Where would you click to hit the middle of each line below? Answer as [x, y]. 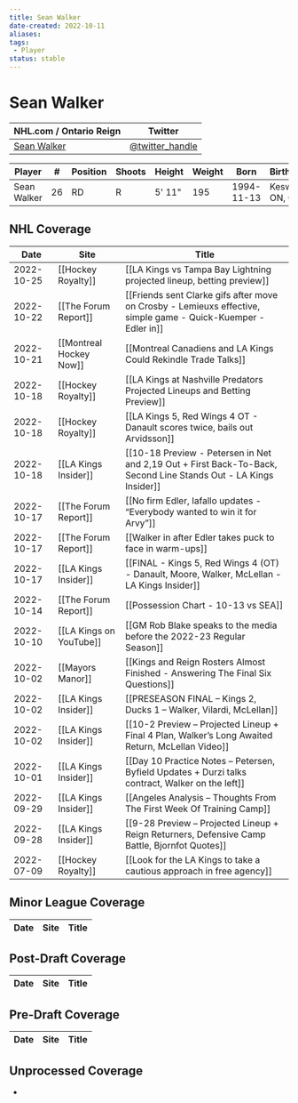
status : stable [37, 59]
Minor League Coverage [77, 902]
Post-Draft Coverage [68, 958]
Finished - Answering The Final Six [199, 672]
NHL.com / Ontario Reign [67, 131]
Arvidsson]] [150, 439]
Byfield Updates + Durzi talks [186, 772]
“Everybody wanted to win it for [191, 511]
